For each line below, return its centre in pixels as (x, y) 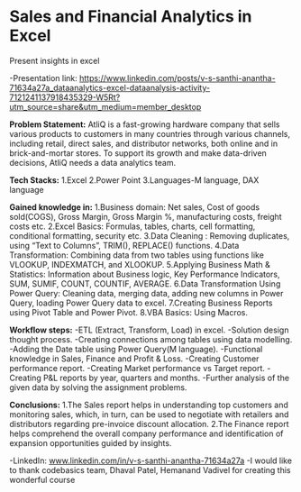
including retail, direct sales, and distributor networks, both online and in (143, 143)
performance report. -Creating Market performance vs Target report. (137, 368)
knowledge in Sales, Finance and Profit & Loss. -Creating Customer (134, 359)
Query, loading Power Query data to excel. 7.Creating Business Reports (141, 303)
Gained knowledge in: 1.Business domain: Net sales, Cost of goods (134, 207)
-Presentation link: (44, 77)
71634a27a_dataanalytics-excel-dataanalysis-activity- (109, 87)
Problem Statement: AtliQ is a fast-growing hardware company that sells (145, 124)
